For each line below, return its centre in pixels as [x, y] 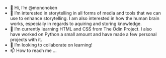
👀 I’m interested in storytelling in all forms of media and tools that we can [85, 13]
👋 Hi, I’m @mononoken [34, 8]
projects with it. [26, 39]
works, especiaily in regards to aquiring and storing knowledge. [76, 23]
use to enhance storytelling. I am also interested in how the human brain [85, 18]
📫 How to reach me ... [33, 50]
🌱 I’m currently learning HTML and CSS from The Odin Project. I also [81, 29]
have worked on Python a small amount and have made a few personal [83, 34]
